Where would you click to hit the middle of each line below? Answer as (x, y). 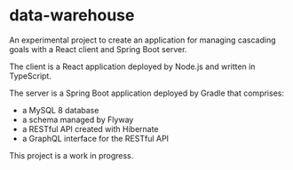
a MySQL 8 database (60, 110)
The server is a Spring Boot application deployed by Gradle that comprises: (146, 93)
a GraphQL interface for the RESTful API (95, 138)
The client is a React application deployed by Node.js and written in (132, 66)
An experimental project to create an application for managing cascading (143, 40)
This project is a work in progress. (71, 155)
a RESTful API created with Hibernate (90, 128)
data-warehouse (72, 15)
